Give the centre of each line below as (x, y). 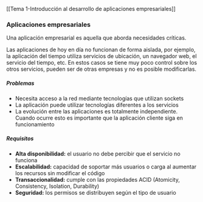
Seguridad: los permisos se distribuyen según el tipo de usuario (95, 193)
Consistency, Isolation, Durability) (57, 186)
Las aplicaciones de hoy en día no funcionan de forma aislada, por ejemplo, (101, 50)
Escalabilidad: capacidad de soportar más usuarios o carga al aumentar (106, 167)
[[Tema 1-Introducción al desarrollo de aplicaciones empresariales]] (91, 9)
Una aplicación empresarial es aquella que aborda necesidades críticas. (96, 38)
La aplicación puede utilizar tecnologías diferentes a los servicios (97, 105)
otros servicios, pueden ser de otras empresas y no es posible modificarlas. (101, 69)
